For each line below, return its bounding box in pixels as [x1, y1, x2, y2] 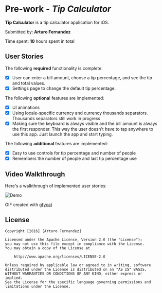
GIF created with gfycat [5, 202, 53, 207]
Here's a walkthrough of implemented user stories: [5, 183, 107, 189]
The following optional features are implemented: [5, 95, 105, 101]
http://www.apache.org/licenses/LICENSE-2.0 [14, 254, 106, 259]
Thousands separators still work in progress [12, 116, 101, 121]
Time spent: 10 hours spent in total [5, 38, 74, 44]
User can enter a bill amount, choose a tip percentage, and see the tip [12, 74, 152, 81]
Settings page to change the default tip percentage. [12, 85, 116, 91]
